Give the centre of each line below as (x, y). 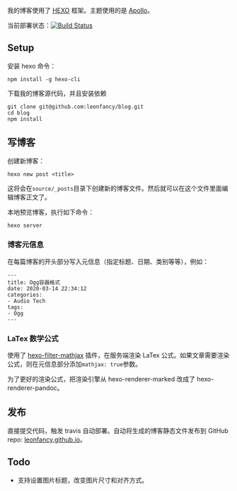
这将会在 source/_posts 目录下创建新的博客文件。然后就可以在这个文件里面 (115, 188)
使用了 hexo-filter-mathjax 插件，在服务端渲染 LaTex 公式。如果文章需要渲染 (118, 355)
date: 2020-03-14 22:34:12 (47, 288)
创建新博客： (26, 160)
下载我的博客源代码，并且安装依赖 (57, 93)
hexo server (25, 225)
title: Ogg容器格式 (34, 282)
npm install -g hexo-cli (44, 79)
